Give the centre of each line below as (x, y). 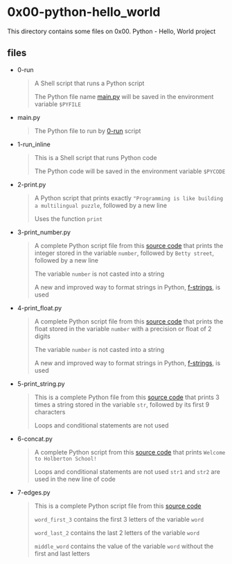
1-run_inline (34, 144)
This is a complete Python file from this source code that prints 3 (127, 397)
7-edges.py (34, 492)
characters (50, 412)
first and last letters (62, 553)
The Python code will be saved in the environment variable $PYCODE (130, 171)
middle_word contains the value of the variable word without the (124, 546)
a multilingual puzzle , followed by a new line (101, 205)
